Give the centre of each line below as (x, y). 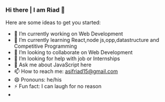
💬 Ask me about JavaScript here (52, 65)
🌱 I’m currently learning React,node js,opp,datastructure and (87, 40)
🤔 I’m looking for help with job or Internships (67, 59)
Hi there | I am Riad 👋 (35, 10)
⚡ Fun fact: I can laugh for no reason (57, 86)
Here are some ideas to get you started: (53, 23)
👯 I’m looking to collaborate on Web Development (73, 52)
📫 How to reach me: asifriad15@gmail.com (66, 71)
